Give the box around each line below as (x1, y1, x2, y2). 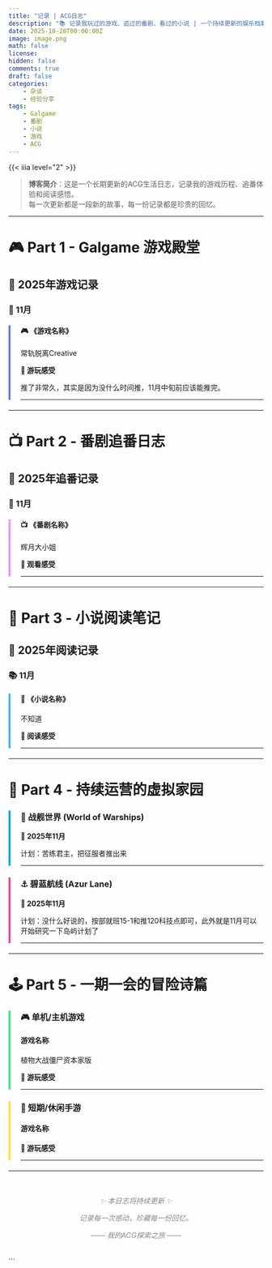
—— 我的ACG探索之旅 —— (91, 1231, 181, 1240)
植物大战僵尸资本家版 (20, 1055, 91, 1065)
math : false (8, 42, 49, 50)
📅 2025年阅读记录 (8, 643, 99, 657)
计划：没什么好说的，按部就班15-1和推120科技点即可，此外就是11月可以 (20, 916, 257, 925)
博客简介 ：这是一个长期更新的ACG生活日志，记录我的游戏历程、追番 (28, 179, 257, 189)
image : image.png (8, 34, 67, 43)
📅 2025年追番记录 (8, 472, 99, 486)
